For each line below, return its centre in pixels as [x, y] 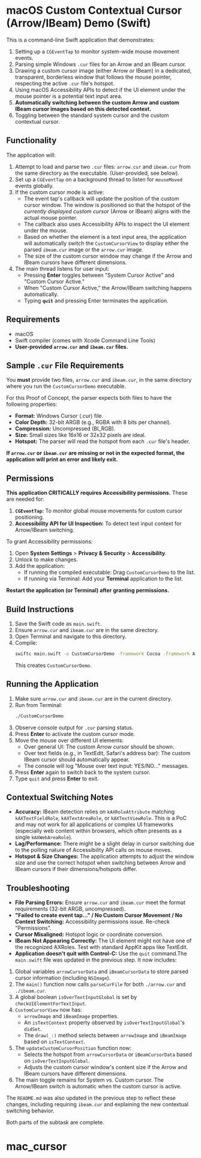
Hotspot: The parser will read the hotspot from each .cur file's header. [102, 441]
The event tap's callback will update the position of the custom [101, 198]
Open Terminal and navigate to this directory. [71, 636]
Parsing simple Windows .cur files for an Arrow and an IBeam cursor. [100, 64]
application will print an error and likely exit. [62, 459]
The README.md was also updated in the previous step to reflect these [91, 1098]
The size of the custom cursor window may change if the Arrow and [108, 256]
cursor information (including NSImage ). [63, 978]
